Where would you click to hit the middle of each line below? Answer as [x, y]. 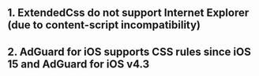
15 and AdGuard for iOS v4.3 [79, 64]
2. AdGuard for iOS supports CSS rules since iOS [129, 51]
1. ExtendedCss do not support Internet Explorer [128, 13]
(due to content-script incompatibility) [104, 25]
